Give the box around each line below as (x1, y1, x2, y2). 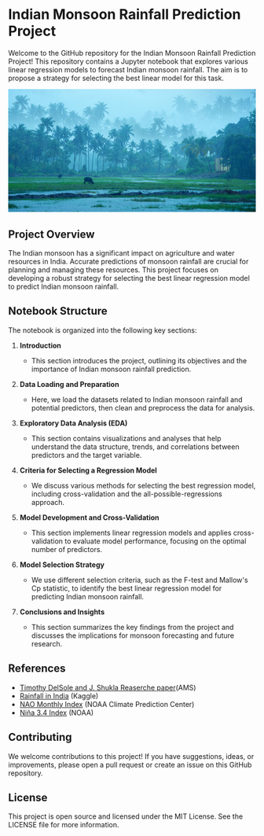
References (8, 662, 66, 676)
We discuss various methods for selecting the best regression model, (31, 481, 256, 490)
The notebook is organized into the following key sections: (8, 325, 197, 335)
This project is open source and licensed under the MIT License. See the (8, 812, 244, 821)
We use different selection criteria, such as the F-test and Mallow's (31, 575, 249, 584)
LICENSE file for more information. (8, 820, 119, 830)
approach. (31, 497, 65, 506)
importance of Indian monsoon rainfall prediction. (31, 364, 192, 374)
